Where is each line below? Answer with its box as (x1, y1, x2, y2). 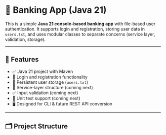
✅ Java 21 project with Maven (12, 68, 73, 74)
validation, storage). (5, 36, 46, 42)
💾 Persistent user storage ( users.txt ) (12, 79, 88, 85)
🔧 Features (5, 55, 39, 64)
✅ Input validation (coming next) (12, 90, 78, 96)
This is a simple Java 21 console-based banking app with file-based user (5, 21, 156, 27)
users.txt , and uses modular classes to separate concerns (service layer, (5, 31, 155, 37)
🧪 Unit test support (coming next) (12, 95, 81, 101)
